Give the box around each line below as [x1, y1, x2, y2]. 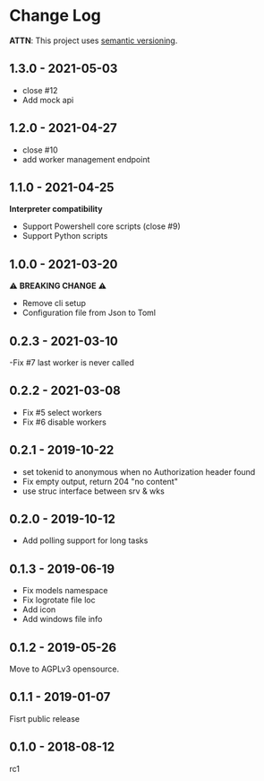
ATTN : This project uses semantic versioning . [9, 35, 178, 46]
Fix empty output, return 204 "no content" [21, 476, 179, 487]
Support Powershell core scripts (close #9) [21, 221, 181, 232]
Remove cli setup [21, 298, 87, 309]
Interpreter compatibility [9, 204, 103, 215]
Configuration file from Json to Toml [21, 307, 157, 319]
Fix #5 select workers [21, 407, 103, 417]
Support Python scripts [21, 231, 108, 241]
